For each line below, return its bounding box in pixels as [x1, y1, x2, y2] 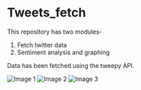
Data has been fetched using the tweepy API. [7, 61, 135, 69]
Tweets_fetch [7, 5, 86, 21]
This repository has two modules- [7, 27, 103, 36]
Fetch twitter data [16, 41, 67, 49]
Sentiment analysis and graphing [16, 48, 110, 56]
